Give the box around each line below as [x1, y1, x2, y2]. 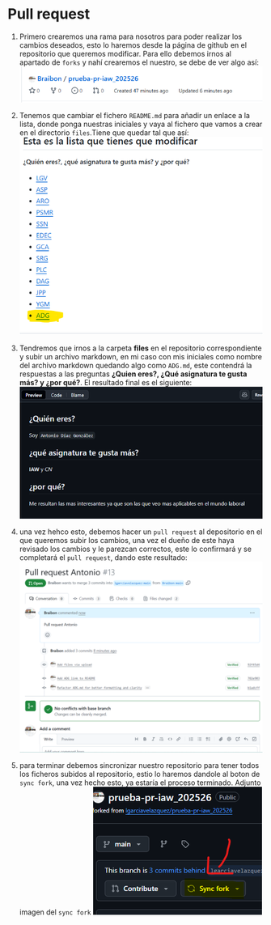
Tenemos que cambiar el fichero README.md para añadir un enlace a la [19, 111, 250, 121]
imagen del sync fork [19, 907, 91, 917]
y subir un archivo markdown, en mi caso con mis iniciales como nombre [19, 351, 262, 361]
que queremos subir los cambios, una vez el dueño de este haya [19, 535, 235, 545]
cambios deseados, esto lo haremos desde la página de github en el [19, 40, 248, 49]
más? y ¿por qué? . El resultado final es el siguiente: [19, 377, 193, 387]
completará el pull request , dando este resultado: [19, 552, 188, 562]
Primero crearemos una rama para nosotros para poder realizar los [19, 32, 243, 41]
